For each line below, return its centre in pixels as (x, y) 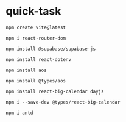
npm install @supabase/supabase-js (51, 49)
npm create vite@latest (36, 27)
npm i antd (19, 113)
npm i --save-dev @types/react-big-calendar (63, 102)
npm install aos (26, 70)
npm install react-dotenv (38, 59)
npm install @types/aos (36, 81)
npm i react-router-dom (36, 38)
